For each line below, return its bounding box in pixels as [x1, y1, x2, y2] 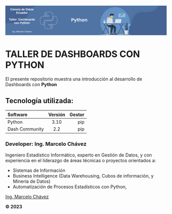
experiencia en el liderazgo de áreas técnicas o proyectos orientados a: [5, 158, 156, 164]
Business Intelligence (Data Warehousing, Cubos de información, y [12, 173, 154, 179]
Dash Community [7, 126, 45, 132]
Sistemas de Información [12, 167, 66, 173]
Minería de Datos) [12, 178, 51, 185]
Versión [48, 111, 66, 118]
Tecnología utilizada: [5, 96, 74, 105]
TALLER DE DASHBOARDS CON [5, 48, 140, 60]
